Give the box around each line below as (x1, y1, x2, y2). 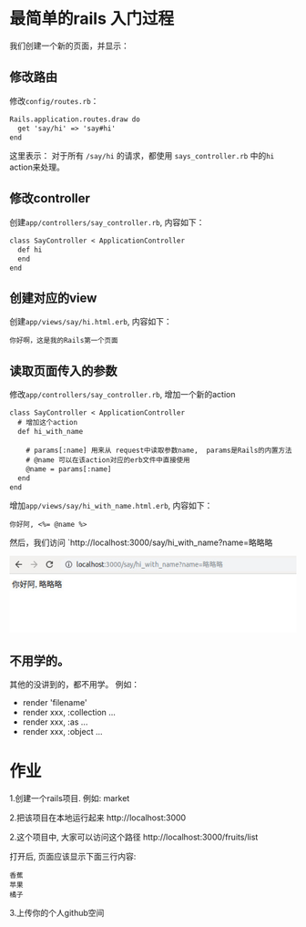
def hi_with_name (17, 427, 84, 437)
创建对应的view (9, 290, 97, 305)
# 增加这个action (17, 418, 78, 427)
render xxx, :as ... (22, 716, 88, 727)
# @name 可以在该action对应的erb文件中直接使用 (25, 456, 190, 465)
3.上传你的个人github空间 (9, 908, 105, 919)
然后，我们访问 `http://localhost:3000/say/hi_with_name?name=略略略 (9, 537, 273, 548)
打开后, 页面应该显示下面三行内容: (9, 851, 137, 862)
